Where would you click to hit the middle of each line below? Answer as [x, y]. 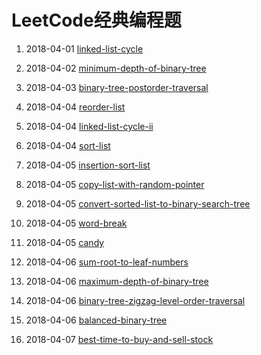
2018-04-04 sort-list [68, 145]
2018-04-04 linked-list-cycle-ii [89, 126]
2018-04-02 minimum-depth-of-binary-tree [116, 68]
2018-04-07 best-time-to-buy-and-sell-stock [119, 339]
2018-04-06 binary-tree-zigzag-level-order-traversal [135, 300]
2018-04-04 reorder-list [75, 107]
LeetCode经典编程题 [96, 20]
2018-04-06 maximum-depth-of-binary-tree [117, 281]
